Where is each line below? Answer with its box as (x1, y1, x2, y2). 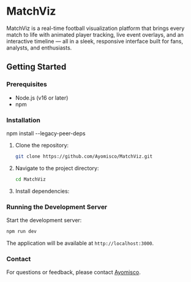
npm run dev (6, 228, 37, 234)
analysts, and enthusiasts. (6, 44, 72, 51)
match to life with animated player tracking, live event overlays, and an (6, 31, 184, 38)
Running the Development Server (6, 202, 108, 211)
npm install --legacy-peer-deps (6, 130, 86, 137)
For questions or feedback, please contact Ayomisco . (6, 269, 141, 276)
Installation (6, 116, 41, 124)
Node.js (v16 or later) (15, 94, 69, 102)
